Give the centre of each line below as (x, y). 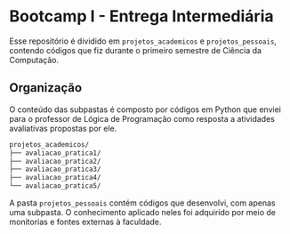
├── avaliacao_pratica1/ (55, 153)
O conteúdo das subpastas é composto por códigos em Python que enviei (145, 109)
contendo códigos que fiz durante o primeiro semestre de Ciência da (136, 50)
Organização (46, 88)
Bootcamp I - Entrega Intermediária (141, 16)
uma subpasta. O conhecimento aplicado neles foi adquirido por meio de (142, 212)
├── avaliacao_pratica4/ (55, 178)
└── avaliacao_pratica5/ (55, 186)
